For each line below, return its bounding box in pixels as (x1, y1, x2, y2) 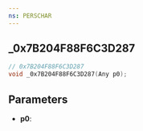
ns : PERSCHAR (8, 11, 52, 20)
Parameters (8, 92, 68, 106)
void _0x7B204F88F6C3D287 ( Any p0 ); (8, 70, 128, 79)
